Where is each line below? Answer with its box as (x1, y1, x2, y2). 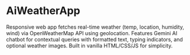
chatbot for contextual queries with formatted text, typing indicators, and (6, 36, 183, 43)
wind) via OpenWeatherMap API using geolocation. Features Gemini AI (6, 29, 178, 36)
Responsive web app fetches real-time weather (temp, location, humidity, (6, 23, 185, 30)
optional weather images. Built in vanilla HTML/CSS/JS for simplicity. (6, 42, 173, 49)
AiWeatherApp (6, 4, 81, 18)
